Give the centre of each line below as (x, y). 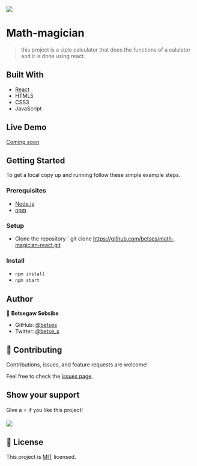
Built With (25, 75)
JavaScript (28, 109)
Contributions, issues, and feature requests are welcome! (77, 364)
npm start (27, 281)
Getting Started (36, 160)
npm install (30, 274)
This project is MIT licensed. (41, 456)
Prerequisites (26, 191)
